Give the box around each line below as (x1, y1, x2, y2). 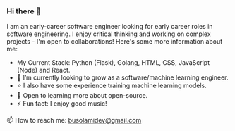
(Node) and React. (16, 66, 71, 75)
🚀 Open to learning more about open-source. (16, 92, 148, 100)
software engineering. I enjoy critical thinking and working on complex (6, 30, 211, 38)
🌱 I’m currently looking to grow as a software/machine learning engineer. (16, 73, 229, 82)
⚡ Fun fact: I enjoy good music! (16, 99, 107, 108)
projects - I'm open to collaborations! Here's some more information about (6, 37, 223, 46)
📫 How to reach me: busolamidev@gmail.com (6, 116, 142, 125)
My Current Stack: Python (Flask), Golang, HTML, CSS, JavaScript (16, 58, 210, 67)
